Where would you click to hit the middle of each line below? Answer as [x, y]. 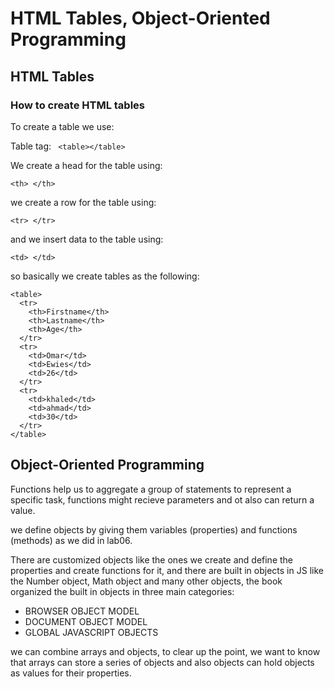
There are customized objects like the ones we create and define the [152, 559]
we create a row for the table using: [83, 202]
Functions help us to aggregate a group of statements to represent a [151, 489]
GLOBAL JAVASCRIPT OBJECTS [91, 632]
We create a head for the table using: [86, 165]
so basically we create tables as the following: [105, 276]
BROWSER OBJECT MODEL [82, 611]
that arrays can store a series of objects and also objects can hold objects [162, 662]
